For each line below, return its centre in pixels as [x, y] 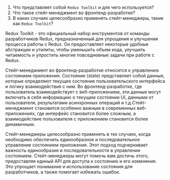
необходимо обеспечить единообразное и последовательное [73, 140]
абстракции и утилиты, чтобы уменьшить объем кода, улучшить [75, 50]
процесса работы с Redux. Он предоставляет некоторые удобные [77, 44]
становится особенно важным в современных [85, 108]
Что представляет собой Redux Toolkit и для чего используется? [83, 7]
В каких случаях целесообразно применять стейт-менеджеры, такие [88, 18]
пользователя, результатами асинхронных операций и [65, 103]
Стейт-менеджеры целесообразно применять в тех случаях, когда [78, 134]
